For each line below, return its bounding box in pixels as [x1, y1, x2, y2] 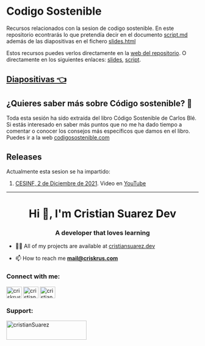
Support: [6, 306, 34, 315]
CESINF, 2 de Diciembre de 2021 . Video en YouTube [15, 179, 146, 187]
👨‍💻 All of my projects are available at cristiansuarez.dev [15, 243, 156, 250]
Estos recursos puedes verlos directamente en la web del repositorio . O [6, 49, 187, 56]
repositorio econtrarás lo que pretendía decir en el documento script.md [6, 31, 188, 38]
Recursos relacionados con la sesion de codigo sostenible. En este [6, 24, 174, 32]
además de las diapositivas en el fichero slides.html [6, 37, 136, 45]
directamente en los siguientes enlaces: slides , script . [6, 56, 142, 63]
